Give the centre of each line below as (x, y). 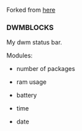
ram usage (31, 82)
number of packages (46, 69)
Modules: (19, 56)
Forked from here (31, 10)
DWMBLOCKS (30, 27)
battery (26, 96)
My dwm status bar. (34, 42)
